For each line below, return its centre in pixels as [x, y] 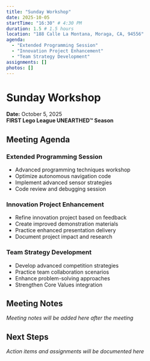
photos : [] [20, 68]
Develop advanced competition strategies [67, 265]
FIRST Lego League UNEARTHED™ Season [60, 120]
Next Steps [27, 337]
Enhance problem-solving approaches [62, 278]
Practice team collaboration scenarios [62, 272]
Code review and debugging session [61, 189]
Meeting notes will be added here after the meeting [70, 318]
